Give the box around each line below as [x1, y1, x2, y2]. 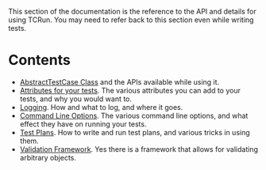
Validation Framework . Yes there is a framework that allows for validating [19, 144, 258, 153]
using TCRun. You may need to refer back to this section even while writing [8, 15, 254, 25]
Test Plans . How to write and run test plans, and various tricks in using [19, 127, 250, 137]
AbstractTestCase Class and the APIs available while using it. [19, 77, 220, 86]
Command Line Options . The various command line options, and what [19, 111, 249, 120]
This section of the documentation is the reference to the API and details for [8, 7, 256, 16]
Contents [8, 51, 71, 70]
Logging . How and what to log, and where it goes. [19, 102, 183, 111]
